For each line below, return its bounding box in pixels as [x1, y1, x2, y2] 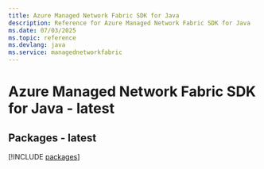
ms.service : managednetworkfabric [8, 48, 123, 56]
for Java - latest [8, 100, 115, 117]
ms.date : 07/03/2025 [8, 26, 77, 34]
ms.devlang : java [8, 41, 66, 49]
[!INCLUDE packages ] [8, 152, 80, 161]
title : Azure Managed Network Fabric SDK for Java [8, 11, 180, 20]
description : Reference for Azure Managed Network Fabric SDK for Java [8, 19, 250, 27]
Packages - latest [8, 131, 97, 144]
